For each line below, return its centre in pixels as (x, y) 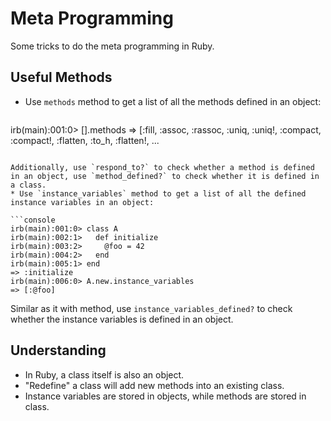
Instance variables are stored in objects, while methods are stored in (165, 396)
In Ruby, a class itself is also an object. (104, 374)
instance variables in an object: (82, 202)
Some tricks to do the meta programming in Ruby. (112, 46)
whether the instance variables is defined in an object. (122, 319)
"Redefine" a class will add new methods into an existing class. (154, 385)
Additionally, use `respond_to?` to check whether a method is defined (162, 167)
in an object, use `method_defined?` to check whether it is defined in (165, 176)
